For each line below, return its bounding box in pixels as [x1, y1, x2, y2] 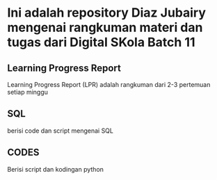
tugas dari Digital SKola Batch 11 [7, 35, 196, 50]
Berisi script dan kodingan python [7, 165, 104, 173]
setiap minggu [7, 88, 49, 96]
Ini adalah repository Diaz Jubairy [7, 5, 207, 21]
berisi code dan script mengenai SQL [7, 126, 113, 135]
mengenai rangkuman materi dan [7, 19, 203, 35]
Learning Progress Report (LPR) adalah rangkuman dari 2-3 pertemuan [7, 81, 211, 88]
